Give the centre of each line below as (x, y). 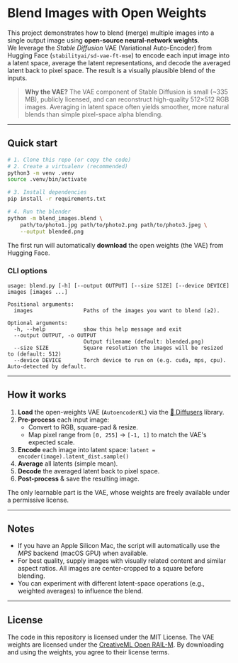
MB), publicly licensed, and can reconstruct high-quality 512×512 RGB (127, 99)
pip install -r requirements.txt (57, 199)
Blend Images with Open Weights (107, 13)
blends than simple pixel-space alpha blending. (93, 114)
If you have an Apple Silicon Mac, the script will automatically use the (119, 546)
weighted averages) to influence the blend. (80, 591)
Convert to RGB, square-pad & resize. (83, 427)
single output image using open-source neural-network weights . (103, 40)
